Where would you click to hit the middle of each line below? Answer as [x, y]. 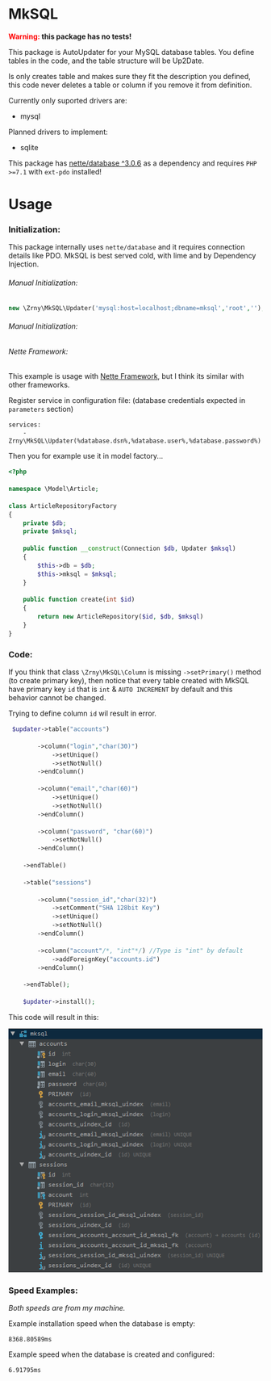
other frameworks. [39, 385]
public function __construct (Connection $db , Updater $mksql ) [129, 549]
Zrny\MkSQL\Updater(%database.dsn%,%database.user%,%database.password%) [135, 441]
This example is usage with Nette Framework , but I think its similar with [126, 376]
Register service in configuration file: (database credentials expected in [127, 401]
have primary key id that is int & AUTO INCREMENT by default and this [121, 689]
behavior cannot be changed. [57, 698]
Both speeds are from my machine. [67, 1308]
